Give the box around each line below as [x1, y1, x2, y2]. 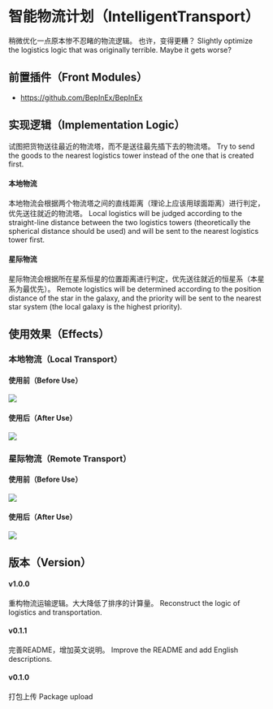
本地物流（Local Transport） [8, 354, 123, 365]
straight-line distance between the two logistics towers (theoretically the [8, 217, 251, 227]
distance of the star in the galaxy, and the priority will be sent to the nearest [8, 293, 262, 303]
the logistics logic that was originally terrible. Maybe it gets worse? [8, 45, 232, 54]
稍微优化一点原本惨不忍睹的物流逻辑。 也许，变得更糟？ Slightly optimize [8, 36, 253, 45]
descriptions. [8, 654, 53, 664]
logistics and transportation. [8, 607, 103, 617]
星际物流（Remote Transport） [8, 452, 132, 464]
